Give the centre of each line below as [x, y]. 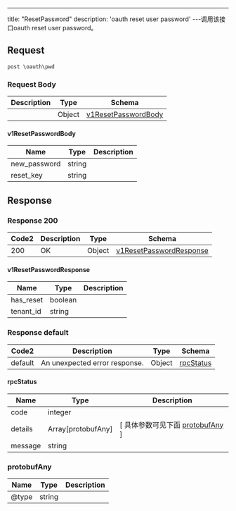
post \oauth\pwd [31, 67]
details [22, 429]
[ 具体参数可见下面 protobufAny [171, 425]
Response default [38, 333]
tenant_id [26, 312]
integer [60, 412]
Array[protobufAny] [80, 429]
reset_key [27, 176]
